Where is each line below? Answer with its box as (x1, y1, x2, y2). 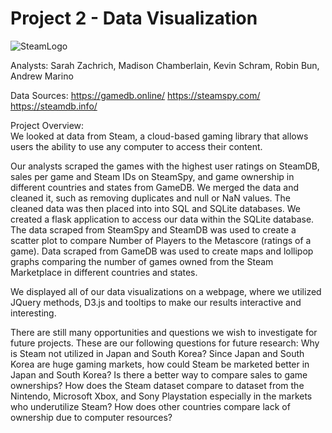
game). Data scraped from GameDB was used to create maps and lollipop (10, 245, 314, 257)
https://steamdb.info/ (10, 100, 98, 112)
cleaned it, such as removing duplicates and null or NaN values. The (10, 192, 292, 204)
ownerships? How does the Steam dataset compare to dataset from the (10, 379, 305, 391)
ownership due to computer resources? (10, 411, 173, 423)
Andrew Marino (10, 70, 74, 82)
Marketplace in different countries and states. (10, 266, 198, 278)
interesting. (10, 307, 57, 319)
